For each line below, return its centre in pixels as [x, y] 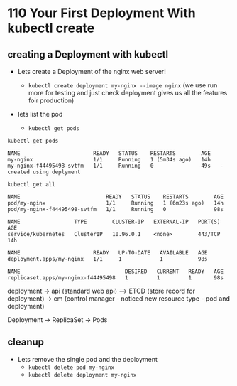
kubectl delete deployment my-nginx [82, 375]
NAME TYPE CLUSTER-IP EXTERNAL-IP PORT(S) [114, 222]
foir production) [51, 100]
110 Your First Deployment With [102, 13]
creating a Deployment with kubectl [88, 54]
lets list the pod [40, 114]
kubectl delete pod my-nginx [71, 368]
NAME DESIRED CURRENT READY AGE [115, 272]
